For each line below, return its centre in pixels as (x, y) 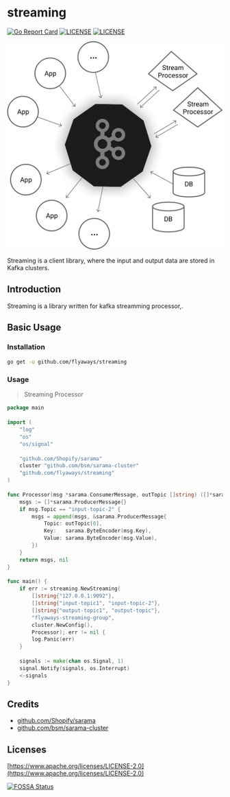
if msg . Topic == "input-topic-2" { (70, 509)
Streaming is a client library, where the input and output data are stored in (111, 260)
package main (26, 408)
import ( (20, 423)
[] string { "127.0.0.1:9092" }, (73, 596)
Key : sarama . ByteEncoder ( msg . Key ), (98, 531)
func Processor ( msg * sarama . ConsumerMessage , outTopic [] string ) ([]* (110, 495)
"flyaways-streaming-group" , (73, 618)
